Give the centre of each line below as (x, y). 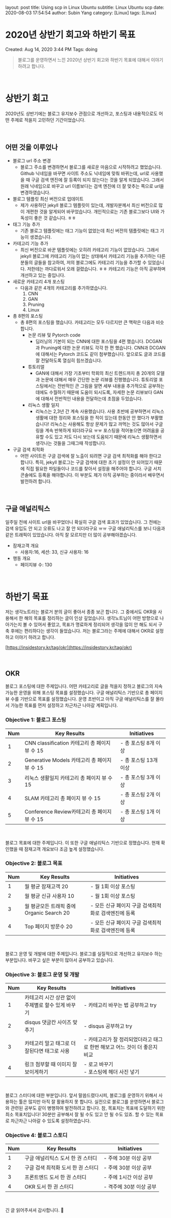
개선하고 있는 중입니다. (43, 275)
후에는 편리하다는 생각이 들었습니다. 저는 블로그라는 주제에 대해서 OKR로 (82, 631)
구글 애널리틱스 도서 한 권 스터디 (61, 1158)
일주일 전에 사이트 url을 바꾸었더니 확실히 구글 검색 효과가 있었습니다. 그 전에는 (83, 522)
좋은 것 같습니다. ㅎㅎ (55, 218)
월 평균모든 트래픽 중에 (50, 906)
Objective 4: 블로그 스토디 (36, 1136)
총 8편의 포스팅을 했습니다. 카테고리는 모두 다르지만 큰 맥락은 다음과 (88, 322)
